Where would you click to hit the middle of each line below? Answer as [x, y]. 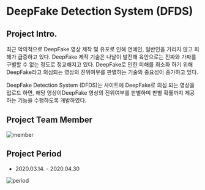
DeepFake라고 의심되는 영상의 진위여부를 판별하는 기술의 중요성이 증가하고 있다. [102, 72]
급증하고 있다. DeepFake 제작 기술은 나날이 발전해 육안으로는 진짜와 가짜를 [107, 57]
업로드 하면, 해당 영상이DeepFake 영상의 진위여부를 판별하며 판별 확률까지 [95, 93]
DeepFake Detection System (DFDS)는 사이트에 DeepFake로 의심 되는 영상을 [100, 85]
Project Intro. [32, 34]
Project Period [34, 154]
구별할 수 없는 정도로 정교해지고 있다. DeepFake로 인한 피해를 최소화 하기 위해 [100, 64]
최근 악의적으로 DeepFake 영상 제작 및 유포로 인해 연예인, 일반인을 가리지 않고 [100, 49]
